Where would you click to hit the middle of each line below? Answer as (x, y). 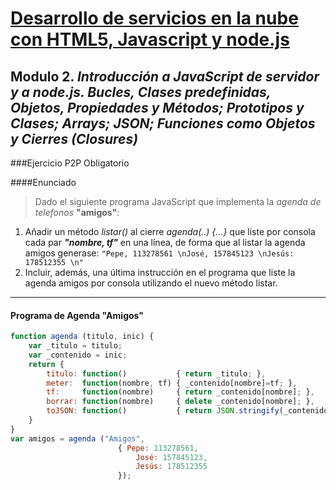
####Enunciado (43, 182)
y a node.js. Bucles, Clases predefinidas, (141, 92)
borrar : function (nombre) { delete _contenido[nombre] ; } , (180, 402)
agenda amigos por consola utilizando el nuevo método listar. (151, 283)
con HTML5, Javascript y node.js (150, 39)
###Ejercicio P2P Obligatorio (70, 163)
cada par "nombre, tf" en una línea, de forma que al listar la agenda (165, 242)
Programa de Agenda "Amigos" (77, 315)
